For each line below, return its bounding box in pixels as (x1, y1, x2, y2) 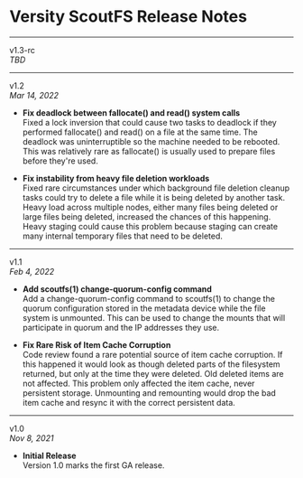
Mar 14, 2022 (9, 89, 60, 100)
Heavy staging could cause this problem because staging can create (22, 220, 278, 231)
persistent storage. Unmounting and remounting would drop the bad (22, 387, 277, 398)
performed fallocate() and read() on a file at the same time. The (22, 127, 259, 137)
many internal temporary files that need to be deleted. (22, 230, 224, 241)
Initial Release (22, 450, 77, 461)
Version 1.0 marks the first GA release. (22, 459, 165, 471)
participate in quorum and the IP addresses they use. (22, 322, 220, 333)
